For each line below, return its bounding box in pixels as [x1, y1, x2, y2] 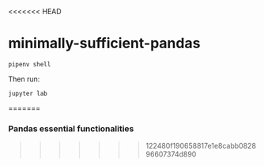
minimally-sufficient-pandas [8, 35, 201, 52]
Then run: [8, 74, 40, 84]
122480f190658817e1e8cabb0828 [145, 141, 257, 151]
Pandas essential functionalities [8, 123, 134, 134]
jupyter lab [8, 89, 47, 97]
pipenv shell [8, 60, 51, 68]
